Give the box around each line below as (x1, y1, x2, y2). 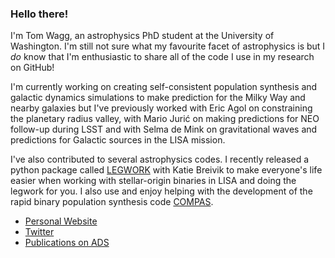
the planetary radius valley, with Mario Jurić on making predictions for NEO (10, 113, 320, 125)
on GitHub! (10, 62, 55, 74)
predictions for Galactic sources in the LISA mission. (10, 134, 226, 146)
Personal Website (24, 215, 98, 227)
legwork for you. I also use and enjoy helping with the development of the (10, 185, 313, 197)
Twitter (24, 226, 55, 238)
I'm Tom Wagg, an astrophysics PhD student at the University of (10, 30, 275, 42)
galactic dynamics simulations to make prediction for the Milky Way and (10, 92, 306, 104)
